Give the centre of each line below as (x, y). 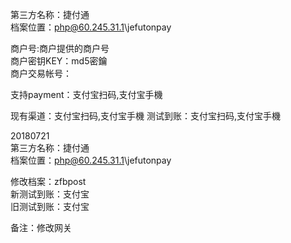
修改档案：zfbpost (48, 181)
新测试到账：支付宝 (50, 194)
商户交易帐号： (41, 73)
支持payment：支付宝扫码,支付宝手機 (86, 94)
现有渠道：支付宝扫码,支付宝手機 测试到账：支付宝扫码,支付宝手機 (146, 116)
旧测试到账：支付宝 (50, 206)
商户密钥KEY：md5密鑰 (59, 61)
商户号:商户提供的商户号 (60, 48)
